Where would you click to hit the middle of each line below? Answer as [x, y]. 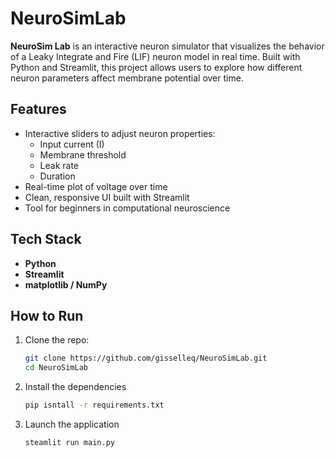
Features [38, 109]
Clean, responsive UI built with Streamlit [107, 197]
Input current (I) [72, 144]
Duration [57, 176]
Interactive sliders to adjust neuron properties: [120, 133]
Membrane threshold [83, 154]
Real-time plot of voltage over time [96, 186]
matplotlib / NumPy [66, 284]
